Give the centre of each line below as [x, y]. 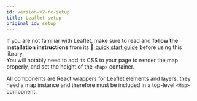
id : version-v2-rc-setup [38, 12]
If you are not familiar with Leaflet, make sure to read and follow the [92, 41]
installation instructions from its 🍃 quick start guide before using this [94, 47]
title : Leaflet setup [34, 18]
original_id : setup [31, 23]
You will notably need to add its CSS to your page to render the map [92, 60]
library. [15, 54]
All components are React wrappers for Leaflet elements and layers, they [99, 79]
